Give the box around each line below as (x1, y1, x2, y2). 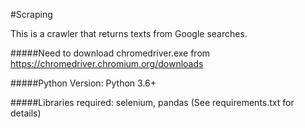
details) (10, 107, 42, 119)
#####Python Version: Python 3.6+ (10, 77, 157, 89)
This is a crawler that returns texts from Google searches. (10, 28, 248, 39)
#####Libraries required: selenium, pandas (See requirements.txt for (10, 97, 295, 108)
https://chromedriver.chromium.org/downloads (10, 58, 204, 69)
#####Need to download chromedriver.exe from (10, 47, 211, 59)
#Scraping (10, 9, 53, 20)
